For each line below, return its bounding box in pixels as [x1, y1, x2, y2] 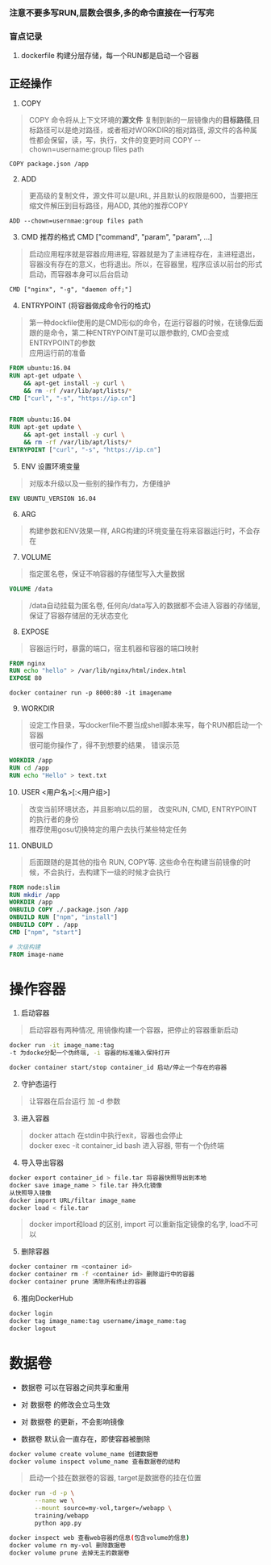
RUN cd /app [9, 764, 49, 772]
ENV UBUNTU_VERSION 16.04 [9, 495, 96, 503]
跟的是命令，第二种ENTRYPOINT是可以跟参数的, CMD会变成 [28, 328, 229, 338]
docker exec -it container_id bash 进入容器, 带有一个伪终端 [28, 1141, 225, 1150]
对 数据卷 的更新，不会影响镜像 [20, 1417, 124, 1426]
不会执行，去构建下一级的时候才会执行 [43, 867, 171, 877]
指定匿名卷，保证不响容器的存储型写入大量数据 [28, 569, 185, 578]
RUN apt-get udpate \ [9, 371, 82, 380]
